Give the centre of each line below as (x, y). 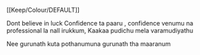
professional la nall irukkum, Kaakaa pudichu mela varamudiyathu (100, 31)
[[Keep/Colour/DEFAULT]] (43, 10)
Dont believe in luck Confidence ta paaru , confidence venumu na (100, 23)
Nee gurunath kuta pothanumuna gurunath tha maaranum (89, 44)
